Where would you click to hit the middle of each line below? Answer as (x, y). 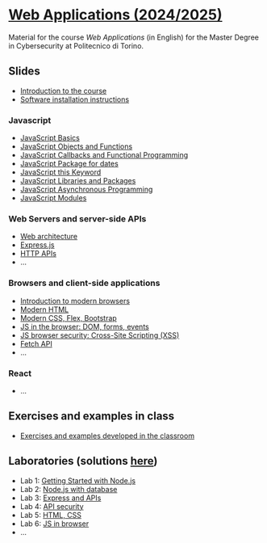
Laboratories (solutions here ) (83, 461)
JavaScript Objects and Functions (76, 146)
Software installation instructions (75, 99)
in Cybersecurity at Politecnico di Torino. (76, 45)
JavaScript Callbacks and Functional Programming (104, 155)
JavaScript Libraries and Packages (78, 181)
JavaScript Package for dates (69, 164)
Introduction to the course (63, 90)
